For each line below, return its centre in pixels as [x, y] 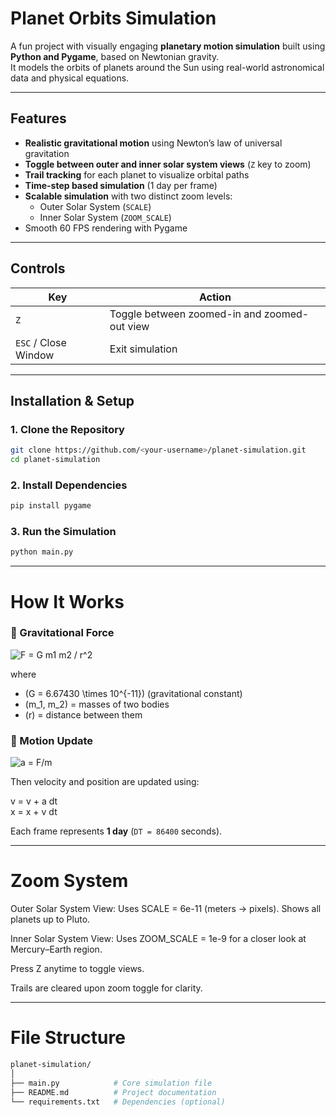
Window [35, 355]
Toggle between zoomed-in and [185, 314]
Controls [38, 268]
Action [215, 297]
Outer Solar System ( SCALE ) [95, 206]
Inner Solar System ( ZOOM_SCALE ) [105, 217]
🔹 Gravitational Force [62, 633]
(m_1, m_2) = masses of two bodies [97, 704]
